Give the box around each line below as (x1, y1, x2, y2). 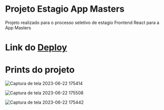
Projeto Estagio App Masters (5, 3, 125, 15)
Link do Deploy (5, 42, 67, 53)
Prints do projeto (5, 65, 75, 75)
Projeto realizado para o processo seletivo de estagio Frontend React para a (5, 20, 160, 25)
